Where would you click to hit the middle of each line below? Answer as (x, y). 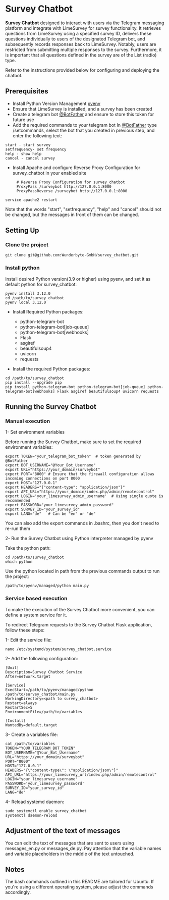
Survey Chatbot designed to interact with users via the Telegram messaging (85, 23)
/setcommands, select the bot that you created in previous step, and (83, 130)
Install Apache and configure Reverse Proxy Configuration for (76, 168)
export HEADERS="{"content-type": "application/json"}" (65, 488)
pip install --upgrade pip (34, 382)
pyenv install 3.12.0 (28, 293)
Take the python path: (28, 548)
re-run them (18, 528)
